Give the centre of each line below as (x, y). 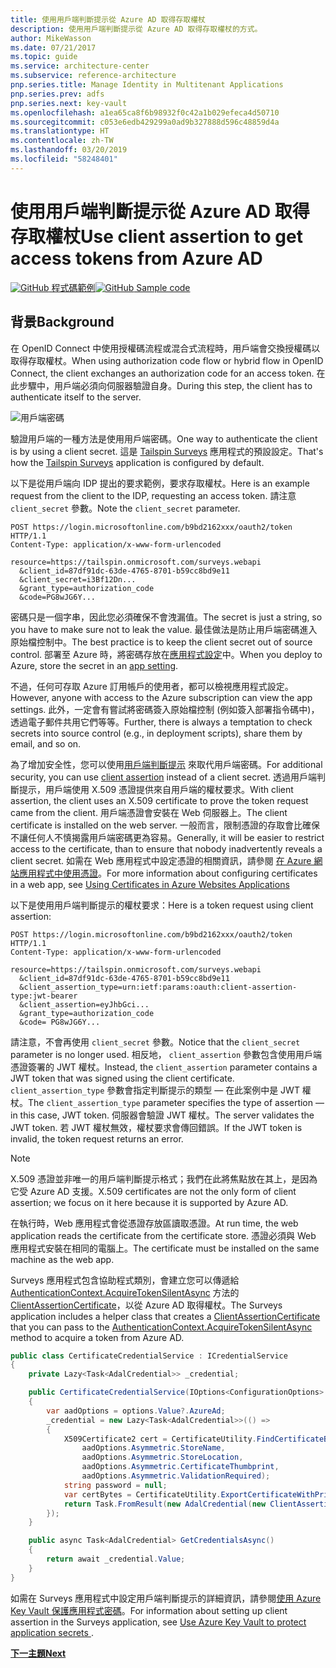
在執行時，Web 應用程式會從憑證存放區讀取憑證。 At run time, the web (154, 1223)
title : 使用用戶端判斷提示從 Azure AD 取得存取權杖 (108, 19)
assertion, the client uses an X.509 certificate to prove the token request (159, 800)
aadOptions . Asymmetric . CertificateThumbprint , (180, 1467)
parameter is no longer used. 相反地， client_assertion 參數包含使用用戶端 (166, 1054)
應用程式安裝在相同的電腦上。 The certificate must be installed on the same (165, 1248)
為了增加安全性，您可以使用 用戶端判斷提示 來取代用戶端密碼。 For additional (166, 764)
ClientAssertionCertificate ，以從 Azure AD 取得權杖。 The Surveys (146, 1305)
